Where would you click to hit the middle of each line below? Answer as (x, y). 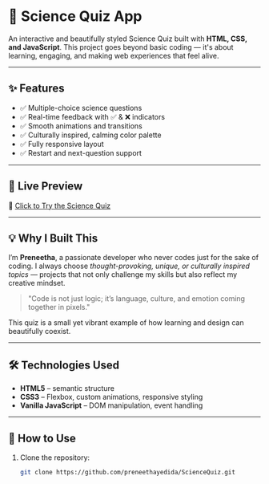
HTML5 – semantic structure (67, 388)
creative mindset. (37, 283)
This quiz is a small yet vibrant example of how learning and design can (126, 323)
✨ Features (36, 89)
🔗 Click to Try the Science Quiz (60, 205)
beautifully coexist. (40, 331)
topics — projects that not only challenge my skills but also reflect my (123, 275)
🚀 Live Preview (46, 187)
